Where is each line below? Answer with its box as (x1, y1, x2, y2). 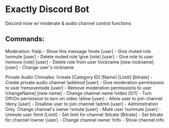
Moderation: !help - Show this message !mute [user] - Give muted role (5, 48, 151, 54)
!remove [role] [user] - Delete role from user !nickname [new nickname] (5, 59, 154, 65)
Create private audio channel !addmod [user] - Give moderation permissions (5, 79, 164, 85)
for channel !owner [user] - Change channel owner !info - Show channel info (5, 117, 164, 123)
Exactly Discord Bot (5, 4, 89, 15)
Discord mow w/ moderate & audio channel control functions (5, 20, 132, 26)
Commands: (5, 35, 45, 43)
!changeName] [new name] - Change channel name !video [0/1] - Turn (5, 90, 152, 96)
